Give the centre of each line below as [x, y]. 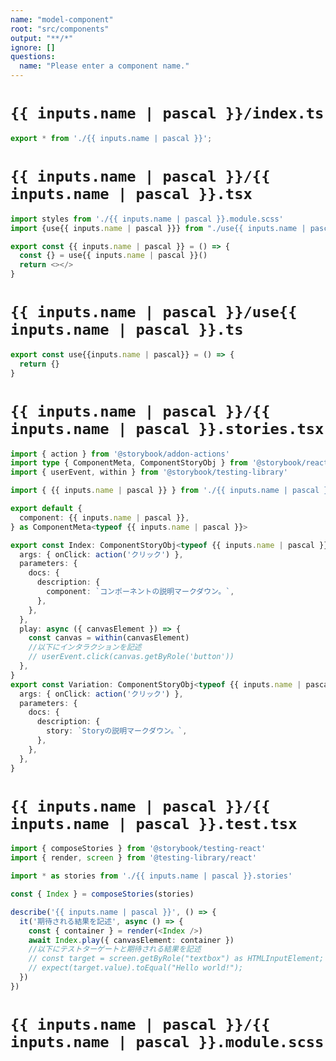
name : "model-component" [62, 19]
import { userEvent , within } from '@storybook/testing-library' [149, 472]
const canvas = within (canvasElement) [109, 638]
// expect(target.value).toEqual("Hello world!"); [136, 968]
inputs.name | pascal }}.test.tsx [154, 823]
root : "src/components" [60, 29]
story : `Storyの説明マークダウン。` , [117, 731]
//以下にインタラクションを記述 [85, 647]
